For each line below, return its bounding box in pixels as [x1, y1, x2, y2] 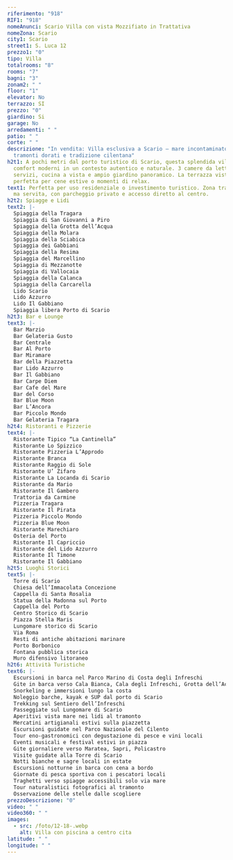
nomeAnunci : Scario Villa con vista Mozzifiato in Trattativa [7, 23, 191, 30]
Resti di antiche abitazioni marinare [13, 635, 126, 642]
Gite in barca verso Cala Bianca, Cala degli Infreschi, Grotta [13, 680, 203, 687]
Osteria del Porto [13, 532, 67, 540]
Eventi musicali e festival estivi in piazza [13, 739, 148, 746]
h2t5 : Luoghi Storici [7, 565, 70, 572]
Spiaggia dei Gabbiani [13, 242, 79, 250]
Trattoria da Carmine [13, 494, 76, 501]
